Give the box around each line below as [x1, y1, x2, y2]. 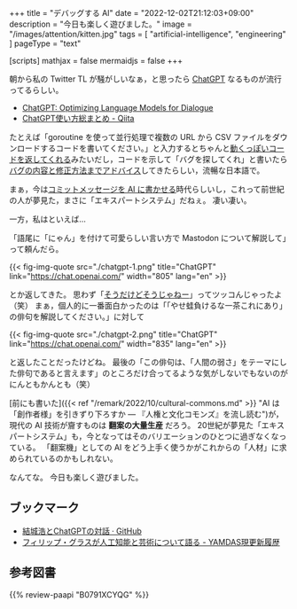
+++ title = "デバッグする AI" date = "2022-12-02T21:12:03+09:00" [9, 8, 254, 18]
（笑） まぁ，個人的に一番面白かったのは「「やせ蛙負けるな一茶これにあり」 [9, 301, 287, 310]
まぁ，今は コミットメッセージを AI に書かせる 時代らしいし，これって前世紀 [9, 184, 285, 194]
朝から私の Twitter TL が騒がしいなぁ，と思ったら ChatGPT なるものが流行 [9, 74, 282, 84]
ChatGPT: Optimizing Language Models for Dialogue [21, 103, 214, 113]
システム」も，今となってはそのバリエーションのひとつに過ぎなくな [32, 431, 279, 441]
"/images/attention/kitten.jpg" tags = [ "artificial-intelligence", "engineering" [9, 29, 286, 39]
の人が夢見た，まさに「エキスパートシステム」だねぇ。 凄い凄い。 [9, 195, 252, 206]
